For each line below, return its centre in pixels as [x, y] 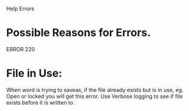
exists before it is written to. [40, 102]
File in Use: [34, 73]
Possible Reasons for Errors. [79, 33]
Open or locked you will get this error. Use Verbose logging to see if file [94, 96]
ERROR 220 [20, 49]
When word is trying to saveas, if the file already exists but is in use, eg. [95, 90]
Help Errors [20, 9]
